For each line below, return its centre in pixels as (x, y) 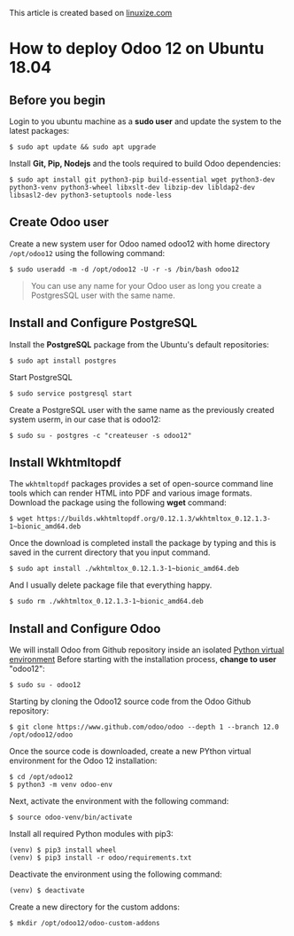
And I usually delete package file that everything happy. (111, 585)
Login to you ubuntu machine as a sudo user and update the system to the (145, 121)
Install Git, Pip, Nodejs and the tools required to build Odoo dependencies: (145, 164)
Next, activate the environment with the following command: (119, 801)
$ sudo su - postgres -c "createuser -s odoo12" (101, 435)
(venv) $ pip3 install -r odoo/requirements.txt (101, 858)
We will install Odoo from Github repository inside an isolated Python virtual (147, 650)
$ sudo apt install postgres (63, 361)
